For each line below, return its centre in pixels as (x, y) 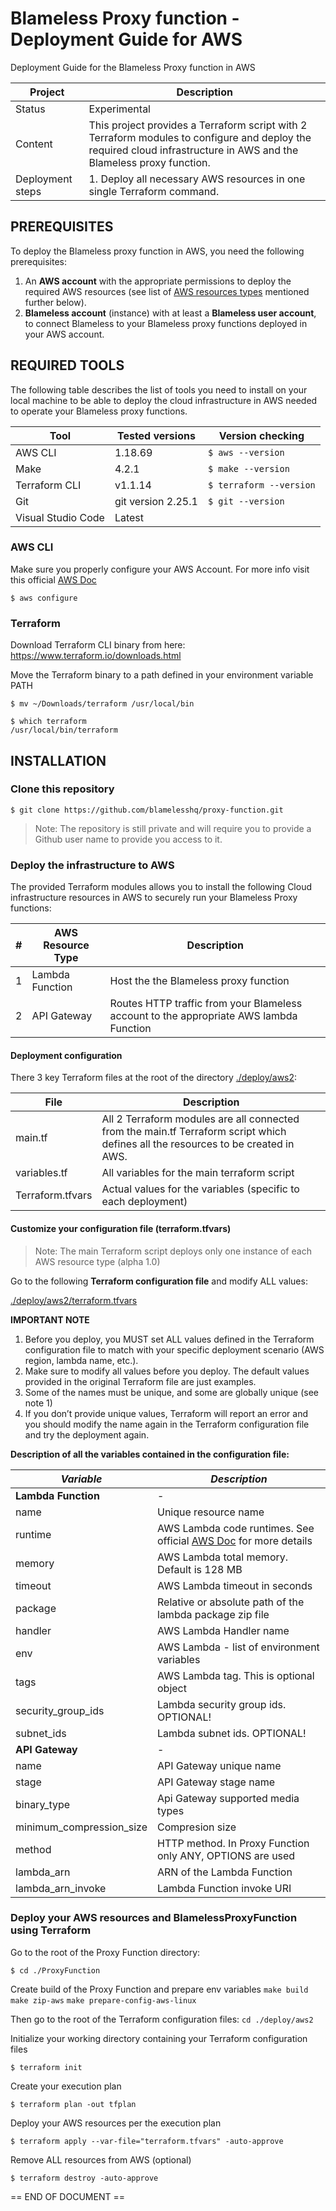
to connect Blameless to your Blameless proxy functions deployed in (166, 323)
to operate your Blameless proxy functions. (99, 411)
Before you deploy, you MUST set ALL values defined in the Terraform (169, 1339)
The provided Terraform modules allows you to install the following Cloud (161, 887)
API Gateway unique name (219, 1765)
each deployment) (144, 1202)
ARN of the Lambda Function (225, 1872)
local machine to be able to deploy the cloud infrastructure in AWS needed (164, 400)
